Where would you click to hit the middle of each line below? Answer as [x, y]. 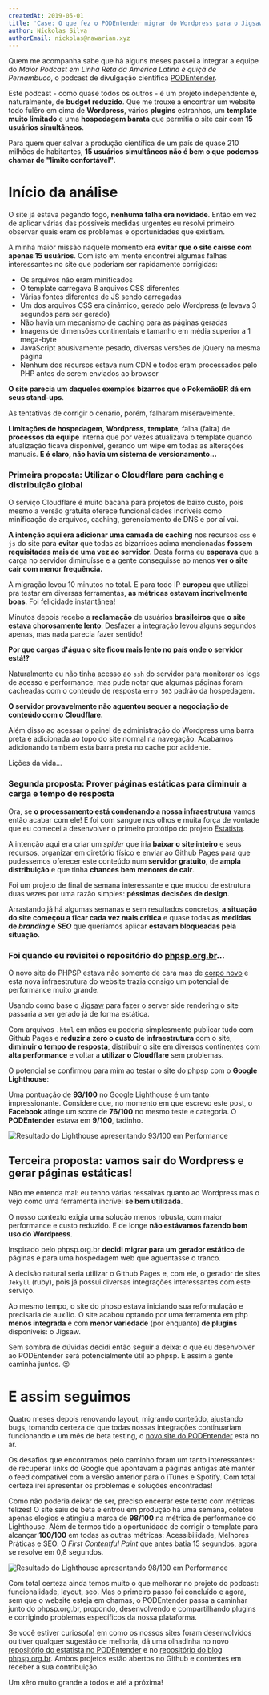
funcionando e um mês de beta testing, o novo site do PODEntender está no [134, 1435]
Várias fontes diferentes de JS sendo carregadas [100, 297]
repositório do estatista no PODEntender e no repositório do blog [115, 1649]
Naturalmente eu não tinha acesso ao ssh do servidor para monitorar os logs [134, 674]
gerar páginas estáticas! [70, 1173]
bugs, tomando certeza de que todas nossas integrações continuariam [125, 1427]
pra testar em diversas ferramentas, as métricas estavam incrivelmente [128, 593]
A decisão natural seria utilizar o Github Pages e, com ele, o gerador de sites [134, 1273]
